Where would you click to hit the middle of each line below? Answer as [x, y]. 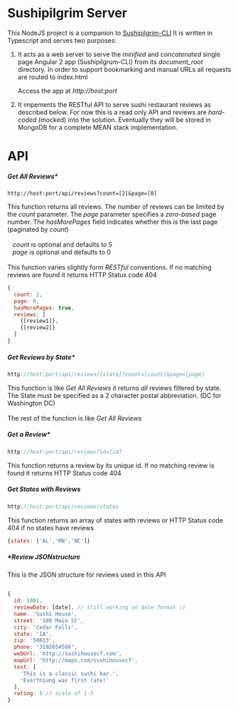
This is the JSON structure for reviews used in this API [87, 575]
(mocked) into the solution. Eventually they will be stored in [124, 120]
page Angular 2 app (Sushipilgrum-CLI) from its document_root [110, 61]
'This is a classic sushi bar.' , [70, 674]
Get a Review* [29, 434]
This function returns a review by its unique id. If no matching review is [111, 465]
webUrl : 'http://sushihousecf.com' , [68, 654]
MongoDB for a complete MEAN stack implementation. [98, 127]
